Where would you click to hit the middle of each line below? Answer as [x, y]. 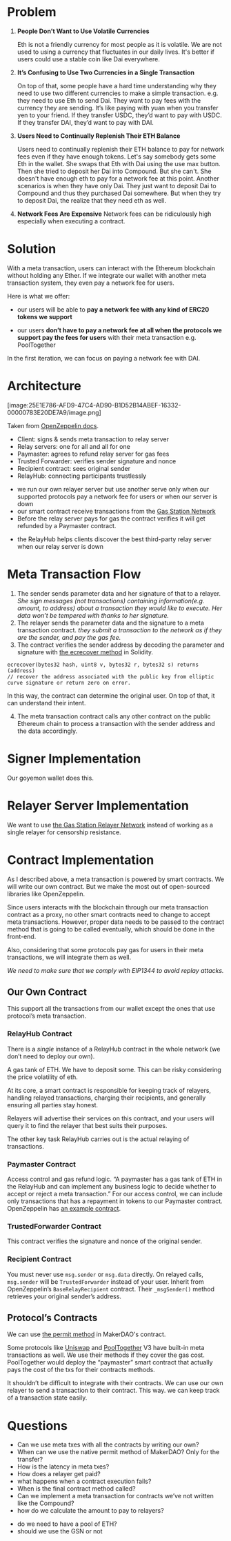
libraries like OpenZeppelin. [46, 894]
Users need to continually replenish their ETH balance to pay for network [121, 149]
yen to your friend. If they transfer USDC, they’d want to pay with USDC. [119, 115]
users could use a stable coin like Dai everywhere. [88, 59]
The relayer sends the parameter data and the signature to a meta [111, 623]
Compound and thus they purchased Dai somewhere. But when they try [119, 193]
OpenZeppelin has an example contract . [64, 1208]
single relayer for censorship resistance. [64, 832]
